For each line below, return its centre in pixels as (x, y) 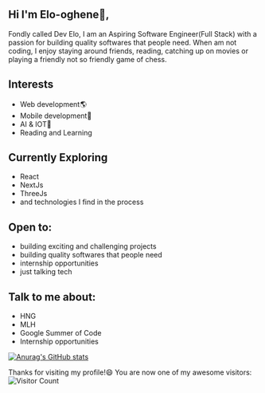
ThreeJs (33, 194)
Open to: (30, 227)
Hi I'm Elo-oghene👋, (59, 15)
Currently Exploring (58, 157)
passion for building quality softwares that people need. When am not (123, 42)
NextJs (31, 185)
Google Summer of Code (60, 333)
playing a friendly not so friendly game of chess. (88, 59)
